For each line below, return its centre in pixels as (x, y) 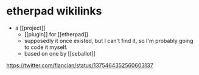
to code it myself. (46, 47)
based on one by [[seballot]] (60, 53)
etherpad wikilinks (54, 11)
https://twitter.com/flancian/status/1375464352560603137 (80, 65)
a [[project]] (30, 28)
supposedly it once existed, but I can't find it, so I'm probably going (109, 41)
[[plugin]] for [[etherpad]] (56, 34)
